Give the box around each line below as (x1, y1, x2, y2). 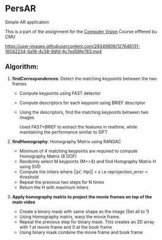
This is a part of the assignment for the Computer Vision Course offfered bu (5, 28, 157, 34)
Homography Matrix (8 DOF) (19, 153, 77, 159)
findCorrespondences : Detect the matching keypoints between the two (12, 75, 157, 81)
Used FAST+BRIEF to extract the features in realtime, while (19, 124, 138, 130)
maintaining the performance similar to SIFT (19, 129, 108, 135)
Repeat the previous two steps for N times (19, 179, 104, 185)
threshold (19, 174, 39, 180)
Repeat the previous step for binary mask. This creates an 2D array (19, 218, 155, 225)
